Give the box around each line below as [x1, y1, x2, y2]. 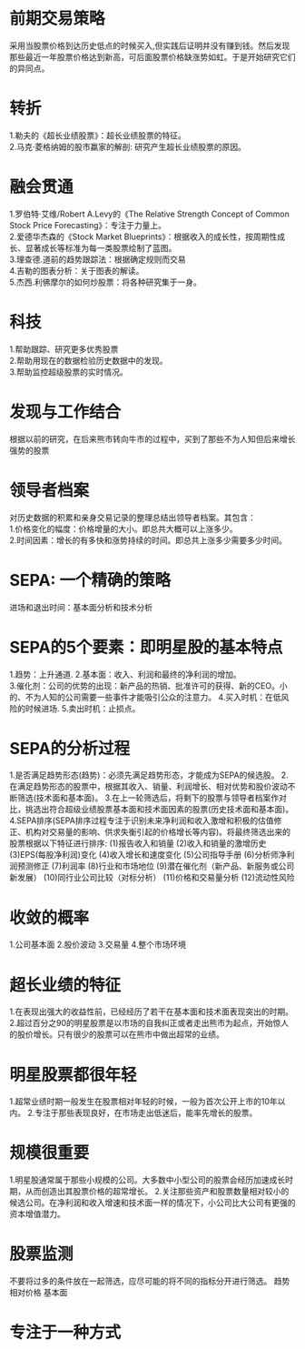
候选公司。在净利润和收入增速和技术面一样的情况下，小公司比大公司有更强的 [9, 1197, 296, 1208]
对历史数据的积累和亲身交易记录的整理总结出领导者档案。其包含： [9, 511, 256, 523]
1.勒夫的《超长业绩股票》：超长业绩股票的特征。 [9, 129, 186, 141]
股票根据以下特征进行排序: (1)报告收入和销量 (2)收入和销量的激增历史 [9, 838, 267, 849]
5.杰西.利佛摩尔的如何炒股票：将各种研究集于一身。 [9, 277, 202, 287]
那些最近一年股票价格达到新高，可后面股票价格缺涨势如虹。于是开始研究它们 [9, 51, 296, 62]
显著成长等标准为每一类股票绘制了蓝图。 [25, 242, 177, 253]
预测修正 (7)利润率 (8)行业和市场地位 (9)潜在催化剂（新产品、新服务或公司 [16, 861, 295, 871]
